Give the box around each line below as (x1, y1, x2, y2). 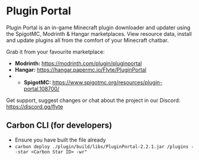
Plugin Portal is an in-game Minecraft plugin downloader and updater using (6, 24, 191, 31)
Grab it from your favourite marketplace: (6, 48, 105, 55)
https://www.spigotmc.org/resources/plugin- (52, 79, 163, 86)
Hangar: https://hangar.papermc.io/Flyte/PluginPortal (14, 66, 147, 73)
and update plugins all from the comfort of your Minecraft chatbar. (6, 36, 169, 44)
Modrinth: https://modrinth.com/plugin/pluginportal (14, 60, 142, 67)
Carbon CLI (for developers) (6, 121, 112, 131)
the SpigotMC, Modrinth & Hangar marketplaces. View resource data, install (6, 30, 192, 37)
